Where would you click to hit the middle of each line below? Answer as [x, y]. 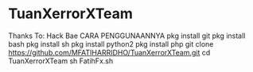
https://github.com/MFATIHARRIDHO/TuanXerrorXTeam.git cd [109, 52]
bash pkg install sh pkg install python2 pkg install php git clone [111, 44]
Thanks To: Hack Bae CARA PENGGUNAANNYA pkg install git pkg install [127, 36]
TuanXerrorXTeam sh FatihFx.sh [61, 61]
